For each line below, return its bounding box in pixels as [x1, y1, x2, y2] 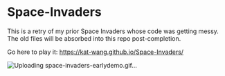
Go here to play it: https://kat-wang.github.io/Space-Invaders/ [7, 48, 184, 56]
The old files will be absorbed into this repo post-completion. [7, 34, 181, 42]
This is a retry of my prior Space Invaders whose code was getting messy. [7, 27, 219, 35]
